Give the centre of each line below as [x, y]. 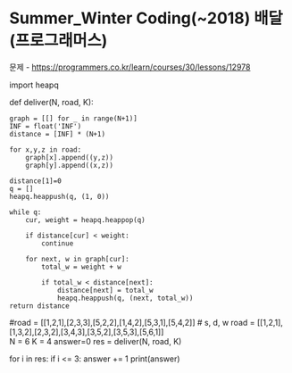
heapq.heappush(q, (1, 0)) [59, 196]
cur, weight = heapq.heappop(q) [85, 220]
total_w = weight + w [82, 267]
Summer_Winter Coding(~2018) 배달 [146, 18]
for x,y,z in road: [46, 149]
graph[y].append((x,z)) [70, 165]
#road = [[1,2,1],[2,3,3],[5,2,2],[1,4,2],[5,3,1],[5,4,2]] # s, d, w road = [133, 322]
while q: [25, 212]
